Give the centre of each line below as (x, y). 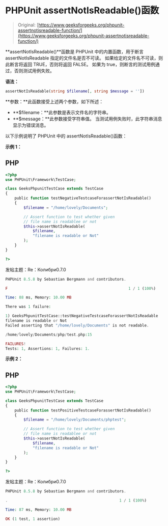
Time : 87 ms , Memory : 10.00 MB (38, 510)
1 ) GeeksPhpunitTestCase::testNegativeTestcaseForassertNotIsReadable (82, 316)
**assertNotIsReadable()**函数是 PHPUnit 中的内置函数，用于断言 (75, 51)
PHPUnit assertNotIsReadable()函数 (82, 10)
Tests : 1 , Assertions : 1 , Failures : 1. (48, 349)
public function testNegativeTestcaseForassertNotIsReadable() (83, 198)
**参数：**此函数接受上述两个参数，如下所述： (54, 101)
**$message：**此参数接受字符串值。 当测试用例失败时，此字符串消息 (87, 119)
